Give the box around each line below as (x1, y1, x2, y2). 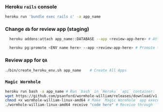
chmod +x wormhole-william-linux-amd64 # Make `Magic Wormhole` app (5, 98, 147, 103)
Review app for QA (5, 57, 48, 64)
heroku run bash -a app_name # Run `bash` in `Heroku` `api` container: (5, 89, 155, 94)
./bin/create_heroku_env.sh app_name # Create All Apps (5, 68, 127, 73)
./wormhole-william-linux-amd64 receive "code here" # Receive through (5, 102, 153, 107)
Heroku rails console (5, 3, 57, 10)
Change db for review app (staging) (5, 26, 89, 32)
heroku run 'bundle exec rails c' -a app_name (5, 14, 101, 19)
